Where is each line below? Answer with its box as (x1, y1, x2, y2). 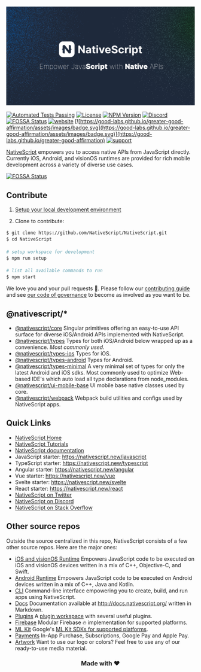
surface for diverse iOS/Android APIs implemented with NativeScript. (14, 330, 185, 338)
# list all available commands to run (6, 267, 103, 274)
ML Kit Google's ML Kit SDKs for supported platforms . (14, 625, 148, 633)
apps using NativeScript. (14, 593, 76, 600)
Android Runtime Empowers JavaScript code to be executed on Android (14, 574, 193, 581)
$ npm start (6, 274, 36, 280)
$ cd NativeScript (6, 236, 52, 242)
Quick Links (6, 418, 51, 428)
